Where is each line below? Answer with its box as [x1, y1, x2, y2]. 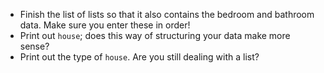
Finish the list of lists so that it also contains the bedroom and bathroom [19, 9, 315, 20]
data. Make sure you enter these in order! [19, 19, 191, 31]
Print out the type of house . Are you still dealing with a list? [19, 51, 260, 63]
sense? [19, 40, 50, 52]
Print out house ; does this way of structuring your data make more [19, 30, 291, 41]
